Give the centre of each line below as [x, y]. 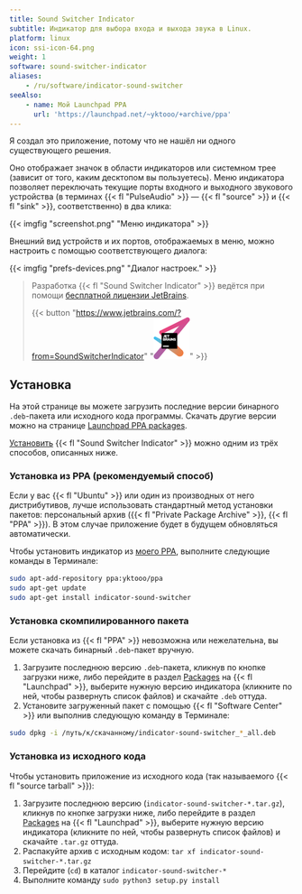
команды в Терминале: [54, 561]
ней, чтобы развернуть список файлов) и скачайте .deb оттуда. [145, 696]
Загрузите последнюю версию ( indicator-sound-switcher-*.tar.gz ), [154, 803]
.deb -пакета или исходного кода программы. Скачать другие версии [143, 416]
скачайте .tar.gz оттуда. [70, 841]
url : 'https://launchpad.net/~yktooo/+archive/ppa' [132, 114]
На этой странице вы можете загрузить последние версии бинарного [144, 407]
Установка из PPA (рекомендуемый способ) [112, 476]
